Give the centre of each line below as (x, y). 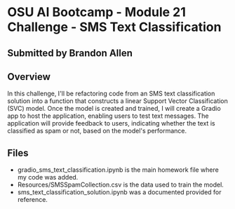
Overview (29, 77)
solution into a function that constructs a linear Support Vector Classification (117, 101)
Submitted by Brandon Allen (70, 53)
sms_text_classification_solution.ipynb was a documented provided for (120, 192)
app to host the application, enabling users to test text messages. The (108, 116)
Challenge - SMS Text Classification (114, 27)
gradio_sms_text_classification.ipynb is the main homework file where (118, 170)
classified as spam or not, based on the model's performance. (97, 131)
